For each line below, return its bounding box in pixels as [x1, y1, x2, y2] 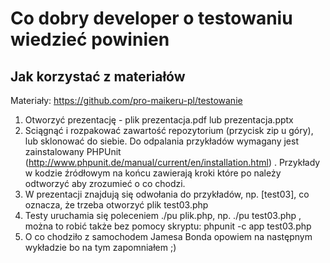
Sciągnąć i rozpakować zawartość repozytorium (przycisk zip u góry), [24, 125, 314, 136]
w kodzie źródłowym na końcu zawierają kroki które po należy [24, 167, 282, 179]
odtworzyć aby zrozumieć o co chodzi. [24, 178, 186, 189]
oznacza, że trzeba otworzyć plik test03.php [24, 199, 209, 211]
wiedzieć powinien [10, 28, 170, 51]
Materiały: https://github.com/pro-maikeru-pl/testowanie [10, 95, 243, 106]
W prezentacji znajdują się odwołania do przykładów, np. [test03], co [24, 188, 310, 200]
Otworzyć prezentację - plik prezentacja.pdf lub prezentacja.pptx [24, 114, 294, 126]
